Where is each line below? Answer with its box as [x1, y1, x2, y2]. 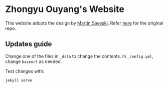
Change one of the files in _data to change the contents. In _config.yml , [5, 53, 154, 59]
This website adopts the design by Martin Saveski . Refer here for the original [5, 20, 163, 26]
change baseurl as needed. [5, 58, 62, 64]
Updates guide [5, 40, 52, 48]
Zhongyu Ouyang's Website [5, 3, 124, 15]
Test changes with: [5, 68, 45, 74]
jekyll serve [5, 77, 33, 83]
